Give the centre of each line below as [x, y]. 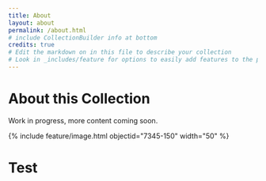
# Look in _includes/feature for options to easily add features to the [131, 60]
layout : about [32, 23]
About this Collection [79, 99]
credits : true [32, 45]
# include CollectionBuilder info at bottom [83, 38]
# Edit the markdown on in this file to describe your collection [120, 52]
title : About [30, 15]
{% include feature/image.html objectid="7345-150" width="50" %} [119, 136]
